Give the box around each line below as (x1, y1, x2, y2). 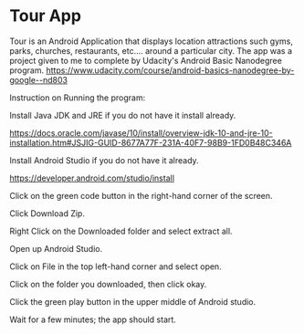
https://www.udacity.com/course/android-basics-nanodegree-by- (45, 65, 295, 76)
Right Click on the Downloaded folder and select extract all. (9, 225, 233, 236)
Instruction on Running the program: (9, 92, 146, 103)
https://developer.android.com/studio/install (9, 172, 175, 183)
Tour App (9, 5, 82, 26)
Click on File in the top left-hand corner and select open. (9, 261, 222, 272)
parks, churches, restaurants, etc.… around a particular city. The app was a (9, 45, 293, 56)
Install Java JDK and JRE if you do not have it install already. (9, 110, 236, 120)
